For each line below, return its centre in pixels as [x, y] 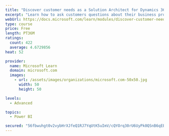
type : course [19, 24]
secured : [14, 126]
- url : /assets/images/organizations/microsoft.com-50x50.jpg [81, 80]
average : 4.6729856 [30, 47]
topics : [13, 112]
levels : [13, 98]
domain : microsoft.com [33, 71]
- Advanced [21, 103]
